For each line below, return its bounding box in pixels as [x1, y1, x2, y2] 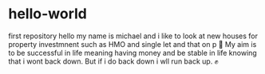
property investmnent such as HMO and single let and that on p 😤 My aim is [8, 39, 257, 49]
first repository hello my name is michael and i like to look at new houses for [8, 31, 258, 41]
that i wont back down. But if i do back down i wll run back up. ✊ [8, 56, 219, 66]
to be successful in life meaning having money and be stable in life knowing [8, 48, 257, 57]
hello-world [8, 5, 88, 23]
